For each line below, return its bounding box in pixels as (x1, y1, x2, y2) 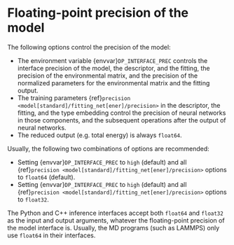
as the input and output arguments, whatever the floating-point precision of (7, 216, 226, 225)
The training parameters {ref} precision (17, 93, 131, 102)
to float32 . (17, 195, 49, 204)
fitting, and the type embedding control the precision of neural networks (17, 108, 226, 117)
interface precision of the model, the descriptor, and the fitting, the (17, 64, 210, 72)
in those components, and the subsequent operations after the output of (17, 115, 226, 124)
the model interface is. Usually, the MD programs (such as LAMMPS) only (7, 223, 220, 232)
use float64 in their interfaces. (7, 231, 96, 239)
